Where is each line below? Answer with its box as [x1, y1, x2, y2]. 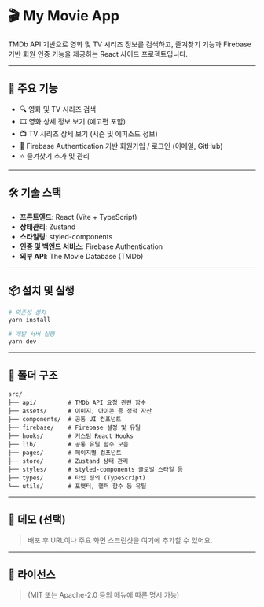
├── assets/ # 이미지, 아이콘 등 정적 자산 [8, 407, 152, 415]
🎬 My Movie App [8, 7, 120, 25]
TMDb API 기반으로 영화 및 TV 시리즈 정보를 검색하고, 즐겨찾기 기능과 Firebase [8, 39, 251, 49]
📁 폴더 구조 [8, 368, 59, 383]
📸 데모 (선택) [8, 513, 66, 527]
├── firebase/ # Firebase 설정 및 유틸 [8, 424, 141, 431]
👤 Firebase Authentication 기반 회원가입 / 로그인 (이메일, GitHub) [19, 141, 223, 150]
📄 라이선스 [8, 568, 57, 581]
